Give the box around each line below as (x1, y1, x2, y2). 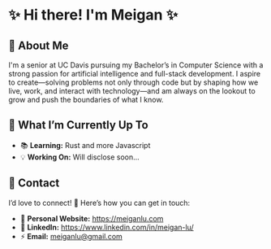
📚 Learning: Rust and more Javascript (19, 140, 151, 150)
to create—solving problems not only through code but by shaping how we (8, 77, 259, 87)
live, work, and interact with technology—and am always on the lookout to (8, 86, 256, 95)
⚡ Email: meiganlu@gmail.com (19, 231, 123, 241)
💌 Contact (8, 177, 60, 190)
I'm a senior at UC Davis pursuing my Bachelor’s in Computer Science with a (8, 60, 264, 70)
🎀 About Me (8, 38, 69, 52)
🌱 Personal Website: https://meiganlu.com (19, 213, 164, 223)
